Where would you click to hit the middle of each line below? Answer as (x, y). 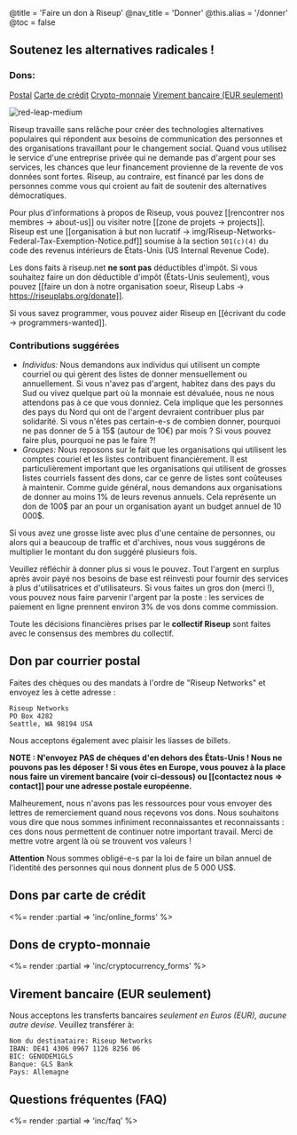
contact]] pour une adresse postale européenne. (101, 786)
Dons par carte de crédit (78, 896)
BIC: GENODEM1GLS (41, 1057)
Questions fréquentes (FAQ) (88, 1099)
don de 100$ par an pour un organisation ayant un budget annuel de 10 (152, 506)
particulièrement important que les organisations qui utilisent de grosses (154, 468)
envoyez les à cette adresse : (63, 692)
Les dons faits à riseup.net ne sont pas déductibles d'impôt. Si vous (133, 267)
